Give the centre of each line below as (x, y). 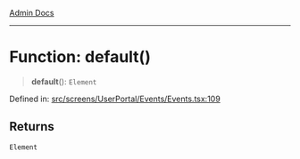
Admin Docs (32, 13)
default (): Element (64, 81)
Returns (32, 127)
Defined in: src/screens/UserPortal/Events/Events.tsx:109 (115, 99)
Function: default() (80, 57)
